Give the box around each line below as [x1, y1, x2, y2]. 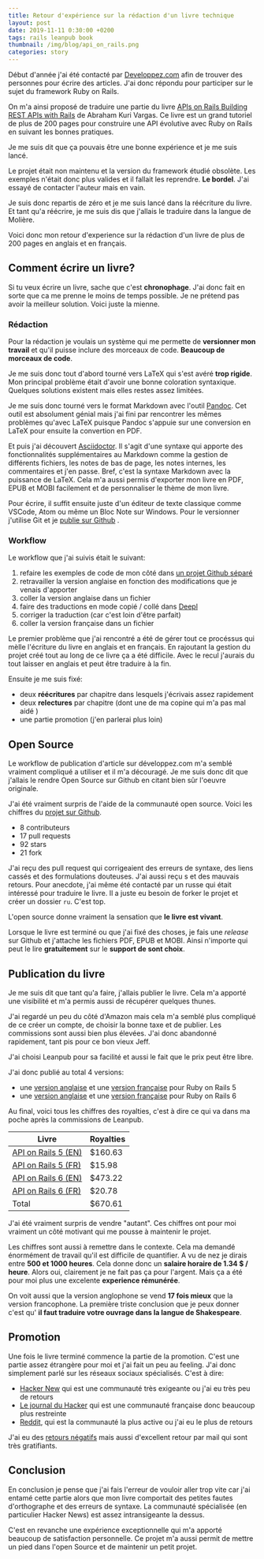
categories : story [8, 48, 69, 56]
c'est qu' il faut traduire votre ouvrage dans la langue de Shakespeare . [8, 1308, 242, 1317]
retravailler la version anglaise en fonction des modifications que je [19, 577, 238, 586]
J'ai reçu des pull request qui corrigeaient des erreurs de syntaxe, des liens [8, 864, 254, 873]
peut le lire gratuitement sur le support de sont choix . [8, 944, 185, 954]
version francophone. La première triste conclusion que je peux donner [8, 1299, 240, 1309]
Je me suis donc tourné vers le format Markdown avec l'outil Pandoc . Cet [8, 401, 247, 410]
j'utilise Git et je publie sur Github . [8, 515, 120, 525]
